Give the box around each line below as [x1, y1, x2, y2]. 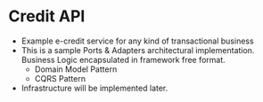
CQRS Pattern [34, 73, 86, 83]
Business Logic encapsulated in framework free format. [21, 54, 226, 65]
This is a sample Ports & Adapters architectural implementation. [21, 44, 255, 55]
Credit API [8, 6, 86, 27]
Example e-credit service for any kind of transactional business [21, 35, 255, 46]
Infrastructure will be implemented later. [21, 82, 168, 93]
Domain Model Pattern [34, 64, 118, 75]
